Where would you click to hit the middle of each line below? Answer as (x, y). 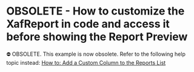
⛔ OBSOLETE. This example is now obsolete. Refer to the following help (96, 54)
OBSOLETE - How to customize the (95, 11)
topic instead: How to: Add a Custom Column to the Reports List (86, 62)
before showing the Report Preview (97, 37)
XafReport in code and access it (88, 24)
